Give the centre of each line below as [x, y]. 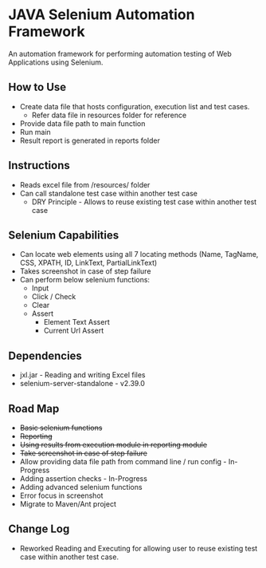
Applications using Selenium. [56, 62]
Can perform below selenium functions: [84, 280]
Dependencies [45, 355]
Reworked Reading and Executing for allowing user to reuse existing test [139, 548]
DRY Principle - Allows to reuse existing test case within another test [144, 202]
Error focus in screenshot [61, 495]
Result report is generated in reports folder [90, 140]
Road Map [34, 408]
